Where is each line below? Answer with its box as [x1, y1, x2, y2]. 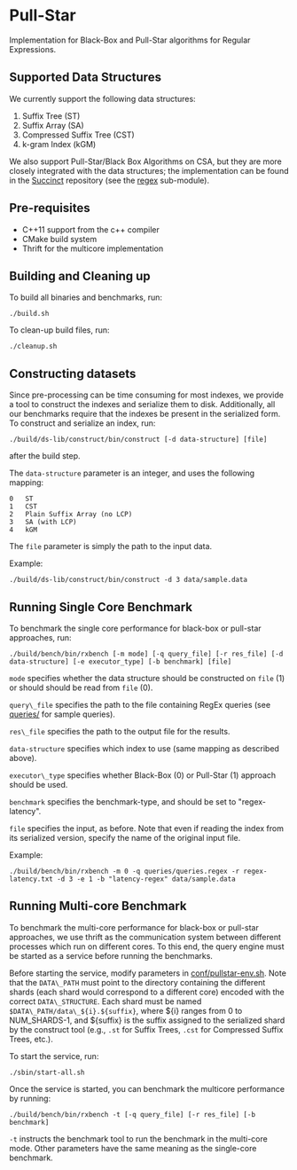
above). [9, 753, 37, 763]
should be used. [9, 780, 68, 789]
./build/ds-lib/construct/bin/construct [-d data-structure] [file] [9, 436, 268, 444]
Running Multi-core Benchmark [9, 899, 187, 914]
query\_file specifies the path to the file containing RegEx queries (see [9, 700, 271, 710]
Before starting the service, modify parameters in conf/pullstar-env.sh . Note [9, 968, 286, 978]
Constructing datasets [9, 365, 137, 381]
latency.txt [9, 875, 53, 883]
